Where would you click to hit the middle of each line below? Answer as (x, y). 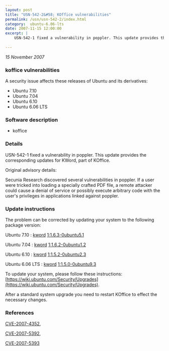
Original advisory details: (31, 170)
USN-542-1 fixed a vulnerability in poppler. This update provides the (76, 155)
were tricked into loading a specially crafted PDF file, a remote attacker (79, 185)
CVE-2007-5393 (22, 343)
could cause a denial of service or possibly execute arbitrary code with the (83, 190)
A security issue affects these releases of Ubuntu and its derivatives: (76, 81)
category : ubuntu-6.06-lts (35, 24)
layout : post (19, 10)
